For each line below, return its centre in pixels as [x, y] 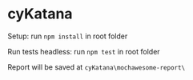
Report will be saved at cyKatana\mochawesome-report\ [96, 67]
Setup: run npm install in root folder [68, 36]
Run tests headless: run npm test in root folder [84, 51]
